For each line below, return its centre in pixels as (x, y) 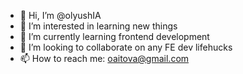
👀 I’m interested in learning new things (98, 26)
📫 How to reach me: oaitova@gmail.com (104, 58)
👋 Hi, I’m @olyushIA (60, 15)
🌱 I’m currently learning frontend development (114, 36)
